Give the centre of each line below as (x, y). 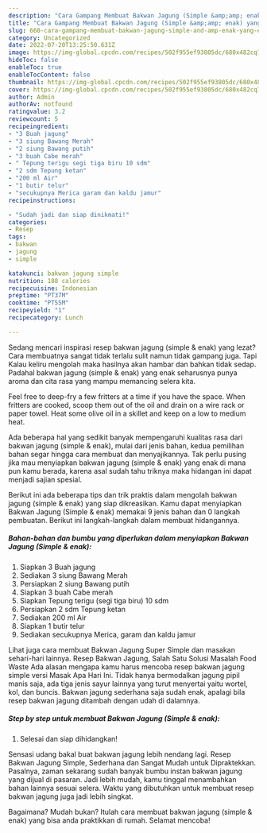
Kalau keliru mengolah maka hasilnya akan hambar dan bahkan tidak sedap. (132, 364)
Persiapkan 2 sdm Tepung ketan (72, 609)
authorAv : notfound (41, 104)
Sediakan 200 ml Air (53, 618)
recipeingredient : (39, 126)
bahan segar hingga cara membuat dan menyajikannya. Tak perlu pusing (127, 454)
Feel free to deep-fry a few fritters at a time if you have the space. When (127, 396)
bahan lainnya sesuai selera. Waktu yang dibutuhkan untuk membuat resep (131, 788)
